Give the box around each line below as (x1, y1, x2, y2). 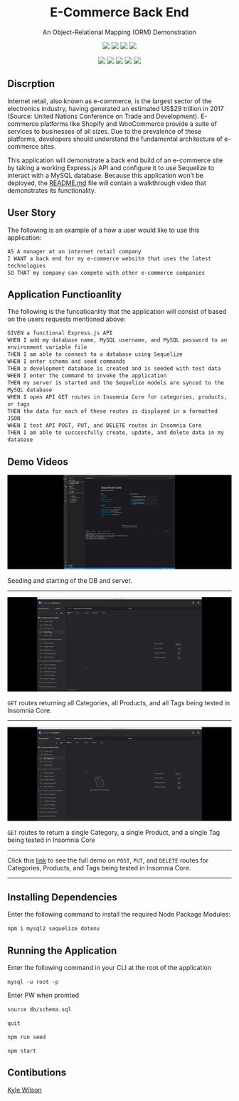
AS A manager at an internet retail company (7, 248, 142, 255)
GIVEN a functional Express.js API (7, 330, 113, 337)
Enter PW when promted (7, 991, 80, 999)
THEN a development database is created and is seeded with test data (7, 365, 221, 372)
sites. (40, 142, 57, 150)
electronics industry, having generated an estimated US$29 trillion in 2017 (7, 104, 224, 112)
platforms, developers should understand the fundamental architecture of (7, 135, 223, 143)
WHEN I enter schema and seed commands (7, 358, 126, 365)
